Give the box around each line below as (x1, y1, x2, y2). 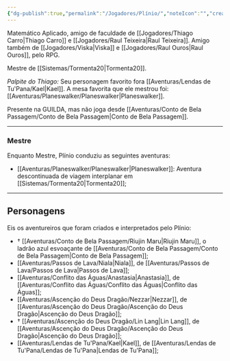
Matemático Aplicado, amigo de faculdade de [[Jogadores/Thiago (7, 29, 194, 37)
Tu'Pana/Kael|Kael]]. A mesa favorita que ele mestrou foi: (7, 84, 169, 92)
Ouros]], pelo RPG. (7, 51, 60, 59)
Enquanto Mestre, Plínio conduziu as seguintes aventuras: (7, 151, 171, 160)
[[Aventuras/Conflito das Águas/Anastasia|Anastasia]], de (16, 273, 180, 282)
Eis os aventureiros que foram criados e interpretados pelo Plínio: (7, 223, 192, 232)
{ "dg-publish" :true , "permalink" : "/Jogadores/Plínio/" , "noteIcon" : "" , (7, 10, 210, 17)
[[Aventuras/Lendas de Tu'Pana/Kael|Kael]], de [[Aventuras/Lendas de (16, 338, 216, 347)
